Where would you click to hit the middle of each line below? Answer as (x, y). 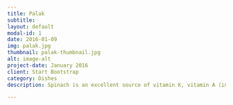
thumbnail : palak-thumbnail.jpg (54, 53)
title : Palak (26, 14)
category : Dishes (32, 78)
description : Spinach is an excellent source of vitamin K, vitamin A (111, 85)
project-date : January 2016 (48, 65)
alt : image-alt (29, 59)
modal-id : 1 (24, 33)
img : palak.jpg (29, 46)
